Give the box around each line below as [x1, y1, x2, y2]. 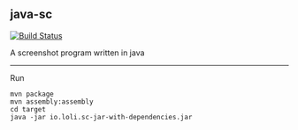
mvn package [10, 90, 54, 98]
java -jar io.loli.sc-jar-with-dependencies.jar [10, 112, 193, 121]
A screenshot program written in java [10, 47, 145, 58]
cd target [10, 105, 47, 113]
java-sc [10, 7, 53, 22]
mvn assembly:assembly [10, 97, 94, 106]
